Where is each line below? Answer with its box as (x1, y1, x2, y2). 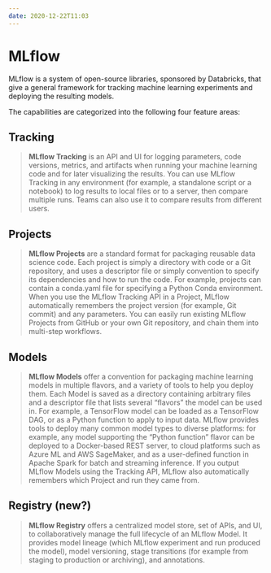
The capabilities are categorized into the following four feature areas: (8, 106, 240, 116)
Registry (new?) (8, 499, 92, 513)
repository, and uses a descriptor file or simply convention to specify (28, 266, 260, 276)
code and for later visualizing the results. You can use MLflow (28, 169, 236, 179)
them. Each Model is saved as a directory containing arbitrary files (28, 389, 251, 398)
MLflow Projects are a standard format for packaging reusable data (28, 249, 256, 258)
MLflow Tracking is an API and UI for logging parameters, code (28, 152, 242, 162)
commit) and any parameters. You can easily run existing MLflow (28, 310, 247, 319)
